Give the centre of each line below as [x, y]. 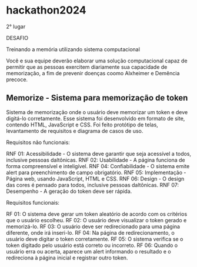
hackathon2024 [46, 10]
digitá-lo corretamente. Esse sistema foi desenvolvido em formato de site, [96, 118]
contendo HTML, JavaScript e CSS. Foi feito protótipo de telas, [82, 125]
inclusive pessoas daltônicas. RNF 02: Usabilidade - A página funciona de [96, 160]
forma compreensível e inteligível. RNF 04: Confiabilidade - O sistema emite [98, 166]
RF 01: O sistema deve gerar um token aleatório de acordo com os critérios [97, 214]
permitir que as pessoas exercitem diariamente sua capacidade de [87, 67]
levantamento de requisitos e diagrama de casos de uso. [75, 131]
